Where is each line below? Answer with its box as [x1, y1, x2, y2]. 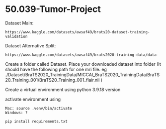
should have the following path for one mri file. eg [5, 66, 107, 72]
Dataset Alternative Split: [5, 42, 56, 48]
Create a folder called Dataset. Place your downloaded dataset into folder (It [5, 61, 162, 67]
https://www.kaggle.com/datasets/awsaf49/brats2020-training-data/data [5, 52, 157, 57]
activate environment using [5, 96, 61, 102]
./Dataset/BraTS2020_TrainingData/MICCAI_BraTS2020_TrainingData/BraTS [5, 71, 160, 78]
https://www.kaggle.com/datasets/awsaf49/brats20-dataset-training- [5, 29, 150, 34]
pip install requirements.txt [5, 119, 68, 124]
